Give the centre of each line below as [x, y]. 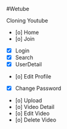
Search [24, 58]
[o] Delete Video [36, 120]
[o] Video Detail [35, 107]
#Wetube [18, 9]
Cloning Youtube [27, 20]
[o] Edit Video [32, 113]
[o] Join [25, 39]
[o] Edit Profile [33, 77]
